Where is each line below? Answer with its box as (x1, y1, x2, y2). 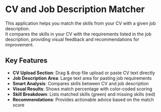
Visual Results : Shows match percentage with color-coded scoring (12, 86, 152, 92)
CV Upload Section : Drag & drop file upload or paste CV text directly (12, 70, 155, 76)
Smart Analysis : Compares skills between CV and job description (12, 80, 149, 86)
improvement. (5, 41, 34, 47)
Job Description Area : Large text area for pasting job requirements (12, 75, 152, 81)
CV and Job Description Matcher (5, 4, 145, 15)
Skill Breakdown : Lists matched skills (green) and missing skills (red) (12, 91, 156, 97)
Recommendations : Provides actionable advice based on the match (12, 96, 154, 102)
